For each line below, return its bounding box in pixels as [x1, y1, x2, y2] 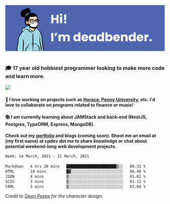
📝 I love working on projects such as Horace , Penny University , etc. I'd [5, 97, 155, 103]
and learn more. [5, 73, 45, 80]
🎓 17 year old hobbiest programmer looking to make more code [5, 65, 165, 72]
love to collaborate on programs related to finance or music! [5, 102, 134, 108]
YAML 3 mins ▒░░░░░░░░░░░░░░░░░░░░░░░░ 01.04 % [5, 184, 146, 189]
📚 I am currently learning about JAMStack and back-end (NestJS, [5, 114, 147, 120]
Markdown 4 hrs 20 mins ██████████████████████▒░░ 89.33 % [5, 164, 146, 169]
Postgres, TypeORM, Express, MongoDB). [5, 121, 95, 128]
